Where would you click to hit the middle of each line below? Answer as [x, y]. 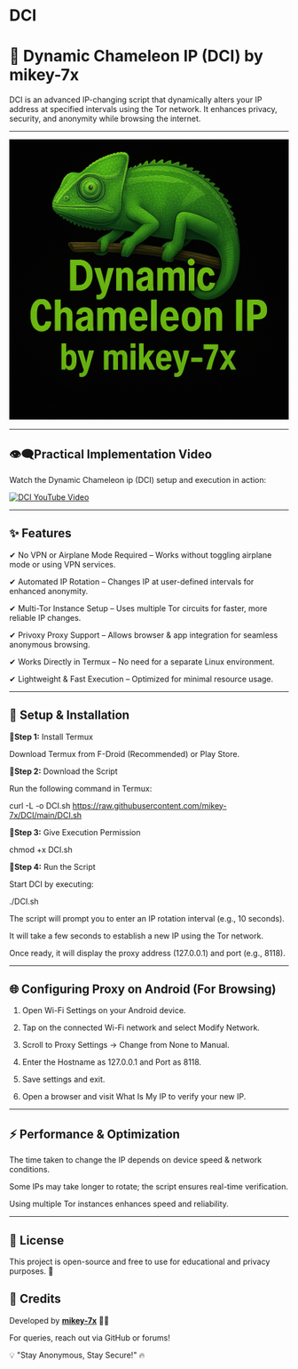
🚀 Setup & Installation [70, 716]
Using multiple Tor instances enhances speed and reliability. [119, 1204]
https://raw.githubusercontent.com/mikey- [150, 805]
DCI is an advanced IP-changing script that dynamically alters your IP [136, 100]
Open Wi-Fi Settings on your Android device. [104, 1011]
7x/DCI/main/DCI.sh [46, 815]
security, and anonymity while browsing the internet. [105, 119]
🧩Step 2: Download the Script [63, 771]
